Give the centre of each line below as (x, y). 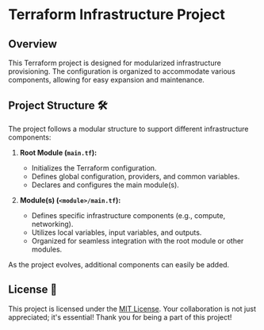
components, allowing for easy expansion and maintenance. (106, 80)
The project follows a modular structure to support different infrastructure (128, 129)
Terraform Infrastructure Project (117, 15)
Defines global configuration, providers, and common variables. (136, 176)
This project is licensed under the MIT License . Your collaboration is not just (132, 309)
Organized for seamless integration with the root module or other (138, 240)
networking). (52, 224)
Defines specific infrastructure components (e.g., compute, (128, 215)
